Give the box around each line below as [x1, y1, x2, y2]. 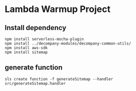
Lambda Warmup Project [5, 3, 111, 15]
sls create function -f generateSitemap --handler [5, 76, 113, 81]
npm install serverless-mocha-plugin [5, 36, 84, 41]
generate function [5, 63, 62, 72]
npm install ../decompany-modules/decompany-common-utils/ [5, 41, 131, 46]
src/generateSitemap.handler [5, 81, 66, 86]
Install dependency [5, 23, 66, 32]
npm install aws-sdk [5, 45, 48, 50]
